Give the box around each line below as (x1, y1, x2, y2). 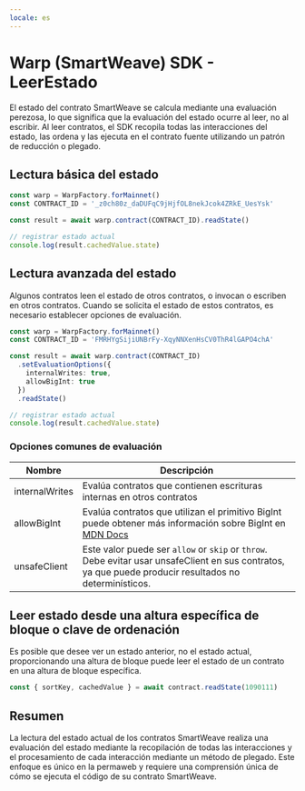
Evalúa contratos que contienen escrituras (82, 479, 263, 492)
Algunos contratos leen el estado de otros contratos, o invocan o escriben (9, 290, 287, 301)
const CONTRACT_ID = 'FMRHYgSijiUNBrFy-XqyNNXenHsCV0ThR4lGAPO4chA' (9, 335, 274, 345)
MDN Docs (82, 528, 129, 541)
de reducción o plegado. (9, 140, 102, 151)
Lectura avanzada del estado (9, 265, 177, 282)
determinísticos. (82, 576, 152, 589)
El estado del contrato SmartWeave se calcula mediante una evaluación (9, 102, 277, 113)
